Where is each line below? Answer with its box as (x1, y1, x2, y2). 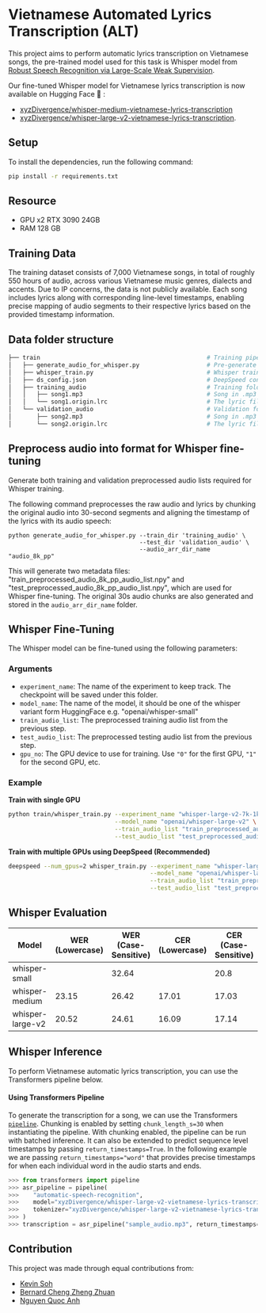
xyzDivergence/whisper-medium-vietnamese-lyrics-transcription (19, 105, 234, 114)
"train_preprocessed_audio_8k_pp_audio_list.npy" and (8, 574, 184, 584)
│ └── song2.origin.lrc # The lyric (8, 420, 246, 428)
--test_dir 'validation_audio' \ (139, 538, 249, 546)
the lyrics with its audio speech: (8, 516, 112, 525)
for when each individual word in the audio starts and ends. (8, 1161, 202, 1170)
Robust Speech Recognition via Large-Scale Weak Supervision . (8, 65, 215, 74)
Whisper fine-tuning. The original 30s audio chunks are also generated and (8, 591, 253, 601)
